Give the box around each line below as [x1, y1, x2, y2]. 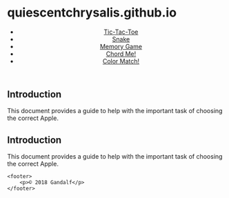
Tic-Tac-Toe [103, 28, 139, 36]
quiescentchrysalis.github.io [7, 5, 177, 21]
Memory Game [99, 42, 143, 50]
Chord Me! [106, 50, 137, 58]
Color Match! [102, 57, 140, 65]
